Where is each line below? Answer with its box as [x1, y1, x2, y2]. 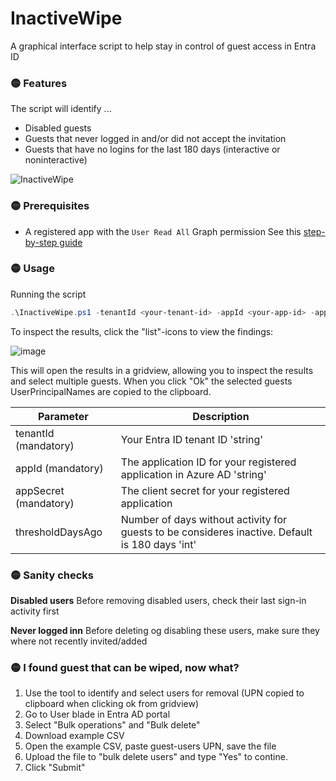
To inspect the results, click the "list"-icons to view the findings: [10, 325, 274, 337]
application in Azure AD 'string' [120, 467, 267, 481]
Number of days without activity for [120, 512, 288, 526]
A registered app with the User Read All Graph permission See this [24, 225, 302, 237]
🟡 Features [10, 76, 68, 90]
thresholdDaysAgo [15, 525, 103, 539]
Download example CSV [24, 730, 125, 742]
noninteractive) [24, 154, 88, 166]
